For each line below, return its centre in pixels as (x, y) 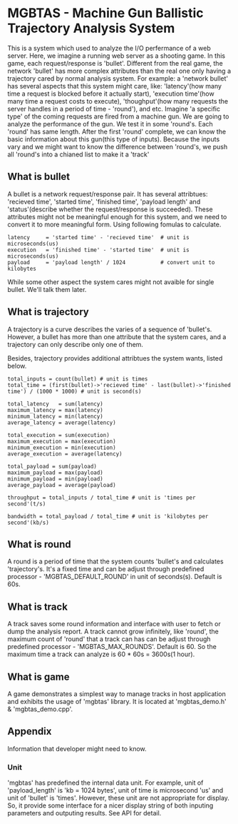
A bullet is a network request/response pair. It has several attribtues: (108, 194)
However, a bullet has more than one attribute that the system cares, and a (117, 336)
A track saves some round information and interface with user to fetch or (114, 624)
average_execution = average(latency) (65, 454)
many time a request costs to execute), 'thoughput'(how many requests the (118, 101)
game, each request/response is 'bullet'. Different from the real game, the (115, 63)
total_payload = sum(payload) (52, 466)
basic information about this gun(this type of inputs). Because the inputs (114, 139)
